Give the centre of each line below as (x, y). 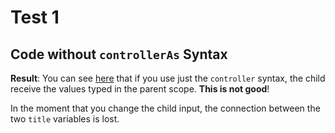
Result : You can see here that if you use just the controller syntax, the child (168, 78)
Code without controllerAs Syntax (119, 54)
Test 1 (35, 17)
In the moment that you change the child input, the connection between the (165, 108)
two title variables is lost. (65, 119)
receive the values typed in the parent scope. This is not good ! (140, 89)
